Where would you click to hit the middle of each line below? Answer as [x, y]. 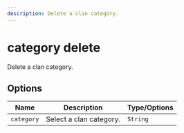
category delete [54, 47]
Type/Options [150, 108]
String [138, 119]
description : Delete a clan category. [63, 13]
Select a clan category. [83, 119]
